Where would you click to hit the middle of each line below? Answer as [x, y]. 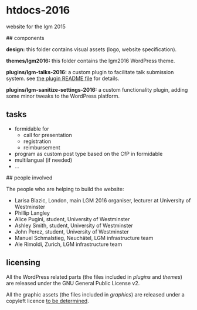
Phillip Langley [32, 213]
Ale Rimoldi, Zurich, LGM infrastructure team [68, 244]
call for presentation [47, 135]
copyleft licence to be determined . [47, 301]
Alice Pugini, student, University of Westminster [72, 219]
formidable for [32, 129]
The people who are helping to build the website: [65, 189]
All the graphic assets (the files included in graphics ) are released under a [95, 294]
